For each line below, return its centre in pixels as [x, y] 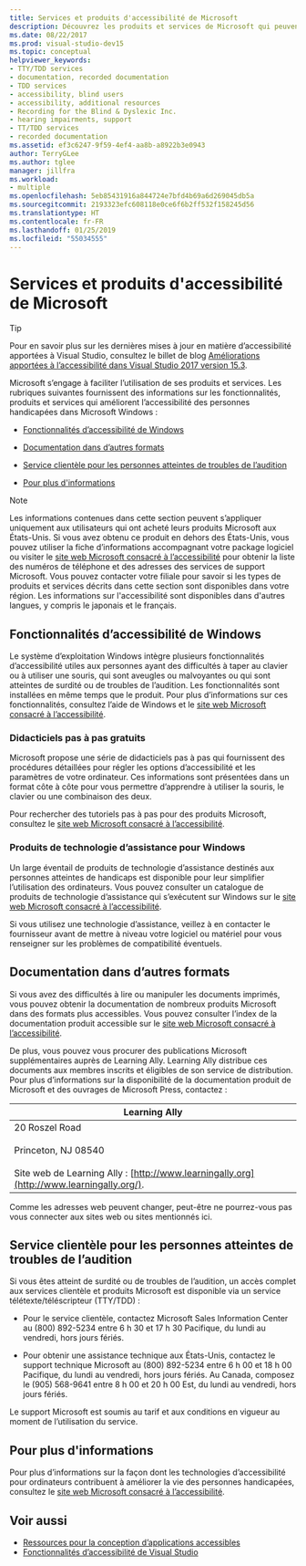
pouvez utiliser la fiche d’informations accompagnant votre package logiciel [152, 548]
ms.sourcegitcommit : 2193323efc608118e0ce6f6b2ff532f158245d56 [132, 205]
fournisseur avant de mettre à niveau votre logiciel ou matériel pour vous [146, 934]
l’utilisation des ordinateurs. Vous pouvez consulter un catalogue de [137, 887]
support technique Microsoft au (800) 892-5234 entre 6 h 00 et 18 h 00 [157, 1365]
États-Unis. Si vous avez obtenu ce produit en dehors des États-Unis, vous [149, 538]
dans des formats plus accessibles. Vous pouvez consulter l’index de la [143, 1013]
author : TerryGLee [44, 153]
